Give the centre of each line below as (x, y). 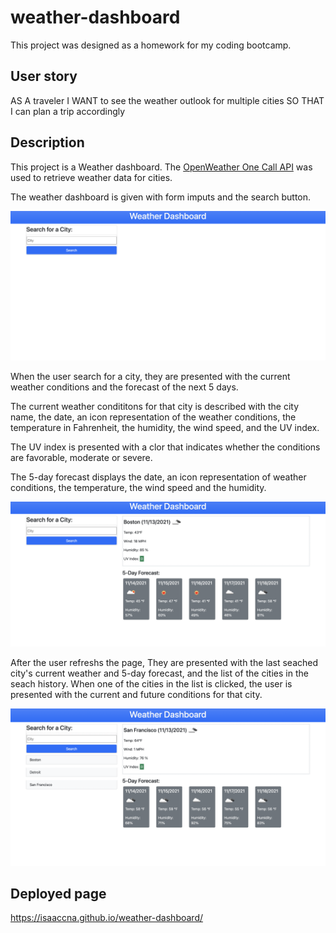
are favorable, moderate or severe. (81, 458)
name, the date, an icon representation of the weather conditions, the (153, 417)
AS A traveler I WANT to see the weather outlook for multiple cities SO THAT (167, 100)
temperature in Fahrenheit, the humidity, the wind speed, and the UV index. (165, 428)
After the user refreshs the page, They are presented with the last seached (164, 662)
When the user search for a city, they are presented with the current (150, 377)
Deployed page (58, 893)
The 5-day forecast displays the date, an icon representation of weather (158, 477)
